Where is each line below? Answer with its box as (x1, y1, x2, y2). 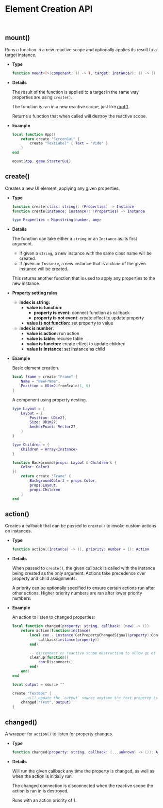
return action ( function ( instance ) (21, 628, 91, 633)
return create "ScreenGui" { (21, 137, 80, 141)
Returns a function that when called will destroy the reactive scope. (12, 113, 147, 119)
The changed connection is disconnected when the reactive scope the (12, 783, 154, 788)
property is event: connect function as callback (33, 310, 130, 315)
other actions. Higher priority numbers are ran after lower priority (12, 590, 142, 596)
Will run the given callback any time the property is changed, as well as (12, 768, 155, 774)
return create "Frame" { (21, 474, 71, 479)
